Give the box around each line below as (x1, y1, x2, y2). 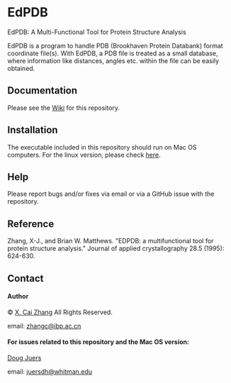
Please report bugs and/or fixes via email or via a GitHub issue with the (7, 189, 215, 199)
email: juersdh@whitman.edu (7, 367, 93, 376)
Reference (7, 218, 55, 230)
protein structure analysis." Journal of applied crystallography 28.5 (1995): (7, 244, 225, 252)
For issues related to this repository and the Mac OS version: (7, 338, 190, 346)
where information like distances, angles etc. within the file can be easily (7, 56, 220, 65)
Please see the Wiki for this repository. (7, 104, 120, 112)
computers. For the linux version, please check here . (7, 150, 161, 159)
